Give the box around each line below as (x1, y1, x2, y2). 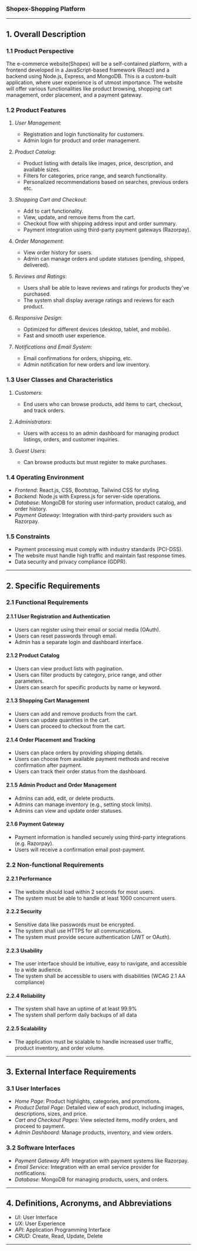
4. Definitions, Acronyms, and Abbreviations (6, 1198, 172, 1209)
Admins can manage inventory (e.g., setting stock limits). (14, 801, 152, 808)
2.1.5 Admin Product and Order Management (6, 781, 117, 789)
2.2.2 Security (6, 908, 42, 915)
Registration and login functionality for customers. (23, 131, 145, 138)
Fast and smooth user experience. (23, 332, 106, 339)
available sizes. (23, 166, 60, 173)
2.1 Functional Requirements (6, 598, 89, 606)
